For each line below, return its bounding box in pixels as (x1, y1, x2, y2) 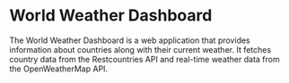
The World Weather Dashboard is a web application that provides (9, 35, 251, 46)
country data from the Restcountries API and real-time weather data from (9, 54, 280, 64)
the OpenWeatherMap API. (9, 63, 109, 74)
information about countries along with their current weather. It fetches (9, 44, 272, 54)
